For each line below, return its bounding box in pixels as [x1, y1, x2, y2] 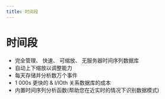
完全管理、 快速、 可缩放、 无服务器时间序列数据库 [14, 57, 139, 64]
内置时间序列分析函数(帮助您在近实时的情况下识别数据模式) [14, 87, 160, 94]
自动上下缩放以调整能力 [14, 64, 72, 71]
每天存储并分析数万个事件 [14, 72, 78, 79]
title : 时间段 [6, 8, 39, 15]
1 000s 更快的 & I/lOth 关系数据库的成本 [14, 79, 111, 86]
